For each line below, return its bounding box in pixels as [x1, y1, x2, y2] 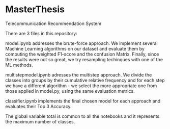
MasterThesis [5, 4, 65, 15]
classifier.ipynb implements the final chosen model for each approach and [5, 98, 161, 104]
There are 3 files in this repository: [5, 30, 78, 36]
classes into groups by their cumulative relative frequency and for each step [5, 77, 165, 83]
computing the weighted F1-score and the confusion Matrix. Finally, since [5, 51, 159, 57]
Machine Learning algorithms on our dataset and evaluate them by [5, 45, 145, 51]
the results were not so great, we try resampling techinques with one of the [5, 56, 163, 62]
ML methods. [5, 62, 33, 68]
